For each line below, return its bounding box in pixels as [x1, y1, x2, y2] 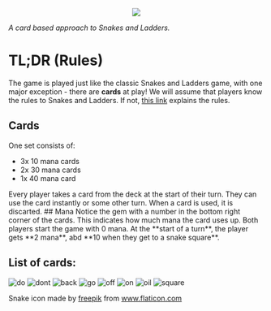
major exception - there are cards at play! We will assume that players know [8, 86, 263, 97]
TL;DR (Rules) [8, 51, 104, 70]
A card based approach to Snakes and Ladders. [8, 23, 170, 32]
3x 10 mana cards [19, 156, 80, 166]
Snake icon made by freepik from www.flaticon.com [8, 293, 183, 303]
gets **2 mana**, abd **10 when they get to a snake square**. [8, 232, 220, 242]
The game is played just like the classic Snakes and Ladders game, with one [8, 78, 263, 88]
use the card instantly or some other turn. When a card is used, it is [8, 197, 234, 207]
